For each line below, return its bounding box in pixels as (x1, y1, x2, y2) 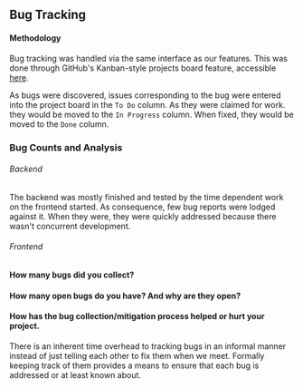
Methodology (9, 32, 62, 44)
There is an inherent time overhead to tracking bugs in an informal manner (9, 340, 287, 352)
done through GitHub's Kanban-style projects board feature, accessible (9, 63, 277, 73)
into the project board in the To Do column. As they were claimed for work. (9, 99, 286, 110)
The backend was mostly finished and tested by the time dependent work (9, 191, 284, 202)
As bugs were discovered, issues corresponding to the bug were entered (9, 90, 282, 101)
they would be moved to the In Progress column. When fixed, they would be (9, 109, 294, 120)
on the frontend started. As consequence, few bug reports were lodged (9, 201, 276, 212)
